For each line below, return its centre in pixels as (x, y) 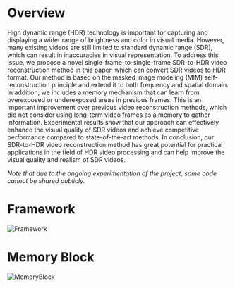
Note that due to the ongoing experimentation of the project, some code (112, 173)
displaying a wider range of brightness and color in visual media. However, (116, 39)
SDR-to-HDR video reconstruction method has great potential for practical (115, 144)
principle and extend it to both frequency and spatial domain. (140, 84)
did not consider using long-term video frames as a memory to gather (109, 115)
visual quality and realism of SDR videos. (66, 159)
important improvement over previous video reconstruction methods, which (117, 107)
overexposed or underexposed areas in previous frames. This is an (104, 99)
